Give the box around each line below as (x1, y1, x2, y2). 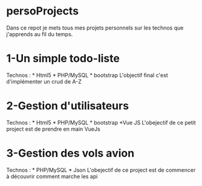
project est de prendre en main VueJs (6, 125, 101, 132)
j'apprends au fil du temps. (6, 30, 73, 37)
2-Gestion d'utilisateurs (6, 99, 129, 113)
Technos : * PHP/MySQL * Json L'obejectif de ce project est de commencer (6, 166, 196, 173)
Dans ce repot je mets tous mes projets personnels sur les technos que (6, 24, 184, 31)
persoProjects (6, 4, 79, 18)
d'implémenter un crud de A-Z (6, 78, 82, 85)
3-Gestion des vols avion (6, 146, 135, 160)
